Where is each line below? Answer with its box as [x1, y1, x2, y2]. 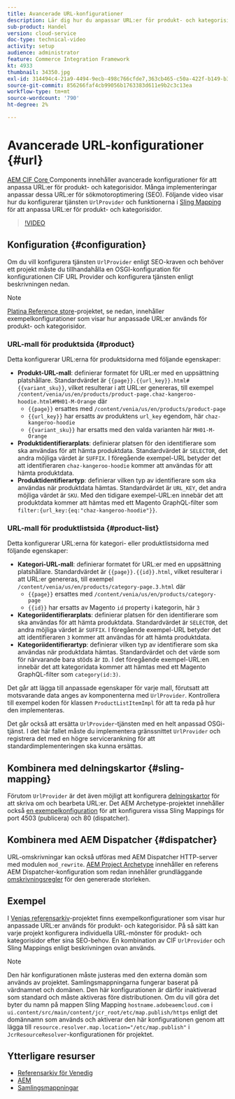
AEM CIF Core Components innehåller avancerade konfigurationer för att [7, 175, 217, 184]
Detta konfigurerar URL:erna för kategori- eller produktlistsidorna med [7, 539, 209, 547]
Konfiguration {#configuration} [7, 239, 147, 251]
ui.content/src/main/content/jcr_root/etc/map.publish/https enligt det [7, 1007, 218, 1016]
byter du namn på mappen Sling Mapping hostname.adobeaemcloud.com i [7, 1000, 213, 1009]
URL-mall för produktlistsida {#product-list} [7, 523, 159, 533]
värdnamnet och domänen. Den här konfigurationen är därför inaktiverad [7, 985, 217, 993]
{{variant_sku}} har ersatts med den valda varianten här [27, 425, 192, 433]
